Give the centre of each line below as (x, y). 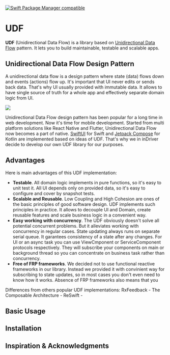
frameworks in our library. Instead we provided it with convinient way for (89, 269)
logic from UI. (20, 98)
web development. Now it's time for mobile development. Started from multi (85, 123)
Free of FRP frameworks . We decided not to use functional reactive (84, 264)
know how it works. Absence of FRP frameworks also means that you (86, 280)
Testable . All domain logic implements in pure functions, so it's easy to (87, 182)
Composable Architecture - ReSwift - (44, 295)
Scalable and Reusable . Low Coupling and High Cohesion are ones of (86, 199)
